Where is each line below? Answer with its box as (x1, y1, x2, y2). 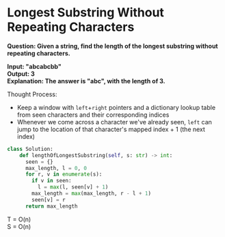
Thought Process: (7, 90, 57, 98)
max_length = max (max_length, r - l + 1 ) (31, 190, 152, 197)
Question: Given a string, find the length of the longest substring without (7, 42, 219, 50)
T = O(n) (7, 215, 31, 223)
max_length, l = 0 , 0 (25, 165, 88, 171)
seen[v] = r (31, 196, 66, 203)
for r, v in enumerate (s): (25, 171, 103, 178)
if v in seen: (31, 178, 72, 184)
